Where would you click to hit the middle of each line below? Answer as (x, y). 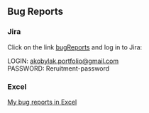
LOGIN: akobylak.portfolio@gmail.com (63, 61)
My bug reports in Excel (42, 102)
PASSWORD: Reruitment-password (59, 68)
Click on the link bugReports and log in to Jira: (75, 47)
